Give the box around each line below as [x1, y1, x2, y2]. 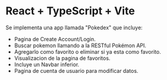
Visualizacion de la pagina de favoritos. [14, 54, 111, 61]
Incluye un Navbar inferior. [14, 61, 80, 68]
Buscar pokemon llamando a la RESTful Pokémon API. [14, 42, 147, 49]
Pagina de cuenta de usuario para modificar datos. [14, 67, 138, 74]
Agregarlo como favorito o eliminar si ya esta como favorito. [14, 48, 161, 55]
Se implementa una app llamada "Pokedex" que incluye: [5, 24, 143, 31]
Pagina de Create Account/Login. [14, 35, 96, 42]
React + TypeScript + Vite [5, 4, 135, 18]
